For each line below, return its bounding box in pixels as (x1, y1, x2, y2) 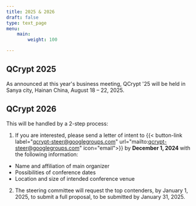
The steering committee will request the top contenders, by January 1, (14, 187, 188, 194)
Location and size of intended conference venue (14, 175, 135, 182)
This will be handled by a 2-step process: (6, 120, 108, 127)
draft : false (6, 14, 39, 20)
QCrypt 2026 (6, 104, 57, 114)
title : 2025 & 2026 (6, 8, 55, 15)
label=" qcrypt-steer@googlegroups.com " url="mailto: (14, 138, 149, 145)
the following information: (14, 151, 79, 158)
